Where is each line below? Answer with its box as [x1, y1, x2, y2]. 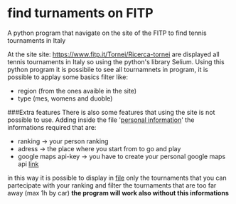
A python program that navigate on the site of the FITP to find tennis [7, 29, 208, 37]
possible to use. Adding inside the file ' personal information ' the [7, 116, 195, 124]
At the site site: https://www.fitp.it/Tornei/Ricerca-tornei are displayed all [7, 50, 220, 58]
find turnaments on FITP [7, 5, 154, 21]
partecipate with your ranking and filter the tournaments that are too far [7, 180, 217, 190]
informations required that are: [7, 123, 97, 131]
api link [17, 159, 39, 168]
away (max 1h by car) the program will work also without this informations [7, 188, 229, 197]
